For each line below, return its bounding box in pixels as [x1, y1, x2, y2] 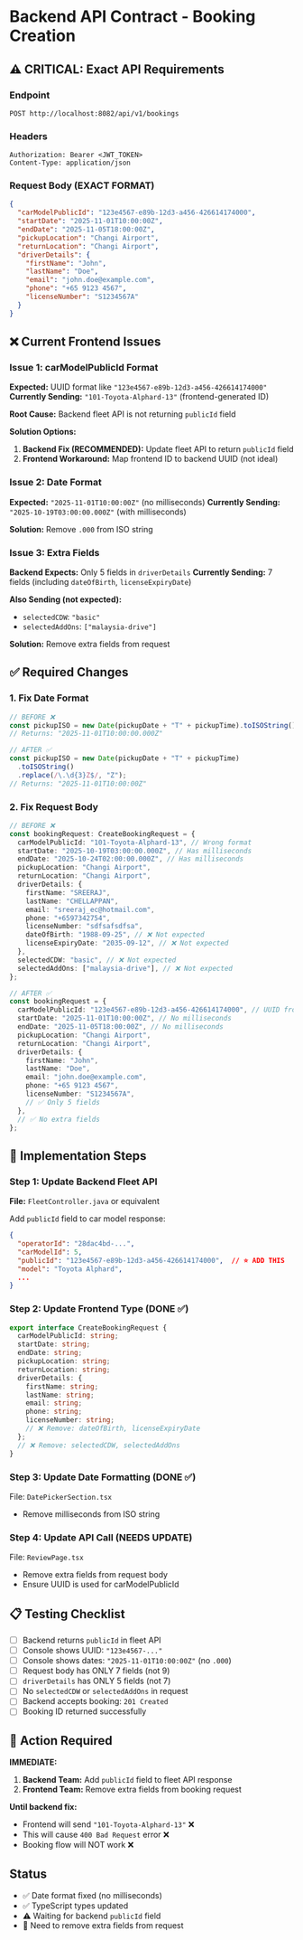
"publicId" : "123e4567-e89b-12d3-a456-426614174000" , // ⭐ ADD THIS [17, 1256, 286, 1265]
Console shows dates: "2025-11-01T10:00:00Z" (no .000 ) [22, 1655, 232, 1666]
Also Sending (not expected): [9, 594, 122, 605]
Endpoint [9, 89, 50, 101]
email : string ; [25, 1398, 83, 1408]
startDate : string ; [17, 1340, 91, 1349]
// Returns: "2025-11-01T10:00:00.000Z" [9, 730, 164, 739]
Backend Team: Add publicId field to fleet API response [22, 1775, 233, 1785]
